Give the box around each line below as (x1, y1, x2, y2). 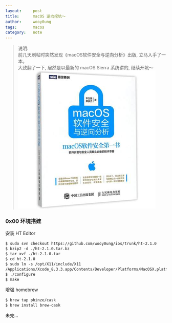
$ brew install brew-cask (5, 303, 60, 308)
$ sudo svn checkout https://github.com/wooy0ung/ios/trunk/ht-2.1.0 (5, 241, 157, 246)
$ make (5, 277, 19, 282)
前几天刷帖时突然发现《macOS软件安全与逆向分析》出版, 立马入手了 (17, 52, 162, 58)
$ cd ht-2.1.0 (5, 257, 36, 262)
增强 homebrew (5, 287, 38, 293)
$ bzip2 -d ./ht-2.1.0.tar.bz (5, 246, 70, 252)
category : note (5, 30, 42, 35)
